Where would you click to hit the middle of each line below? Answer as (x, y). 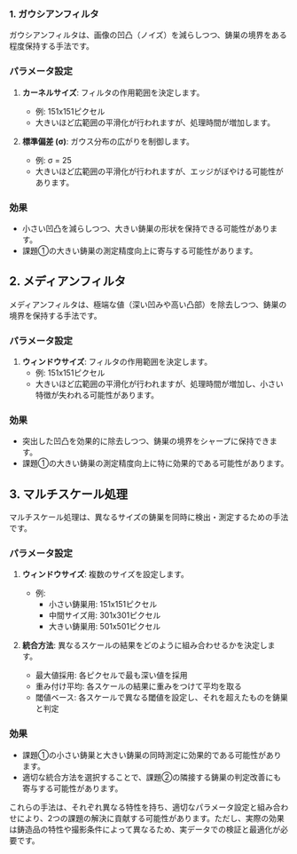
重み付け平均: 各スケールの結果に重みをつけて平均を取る (138, 686)
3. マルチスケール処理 (69, 494)
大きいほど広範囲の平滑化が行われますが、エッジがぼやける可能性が (159, 171)
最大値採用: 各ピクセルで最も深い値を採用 (111, 676)
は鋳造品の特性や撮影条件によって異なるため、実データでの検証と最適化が (145, 829)
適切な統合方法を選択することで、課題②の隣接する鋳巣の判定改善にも (152, 777)
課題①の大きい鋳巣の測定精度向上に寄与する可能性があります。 (140, 250)
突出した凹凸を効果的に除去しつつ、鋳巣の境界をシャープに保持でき (146, 441)
